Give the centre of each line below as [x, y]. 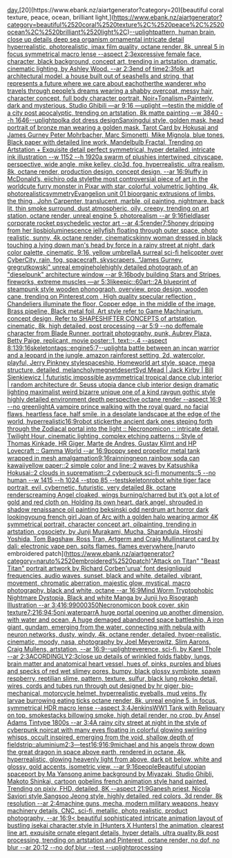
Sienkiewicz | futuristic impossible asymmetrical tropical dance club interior [115, 377]
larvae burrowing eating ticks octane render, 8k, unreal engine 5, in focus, [112, 700]
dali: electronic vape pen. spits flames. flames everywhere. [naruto [101, 546]
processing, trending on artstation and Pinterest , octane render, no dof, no [114, 840]
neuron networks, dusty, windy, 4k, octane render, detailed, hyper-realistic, [114, 634]
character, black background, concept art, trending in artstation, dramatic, [113, 61]
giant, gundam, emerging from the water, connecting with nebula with [106, 627]
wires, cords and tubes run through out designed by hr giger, [94, 686]
